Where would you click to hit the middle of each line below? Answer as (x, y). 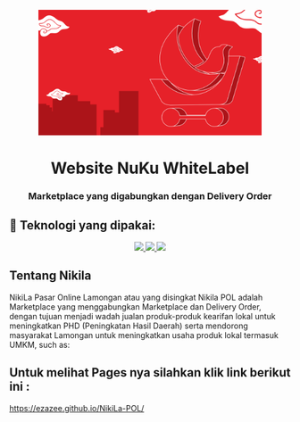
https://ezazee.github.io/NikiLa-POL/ (77, 408)
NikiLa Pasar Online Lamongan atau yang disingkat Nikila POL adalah (136, 297)
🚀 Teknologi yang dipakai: (83, 225)
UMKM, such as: (40, 344)
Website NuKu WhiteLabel (150, 168)
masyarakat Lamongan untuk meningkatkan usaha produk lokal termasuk (144, 335)
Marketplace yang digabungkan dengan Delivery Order (150, 196)
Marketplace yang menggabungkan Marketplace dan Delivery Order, (135, 306)
